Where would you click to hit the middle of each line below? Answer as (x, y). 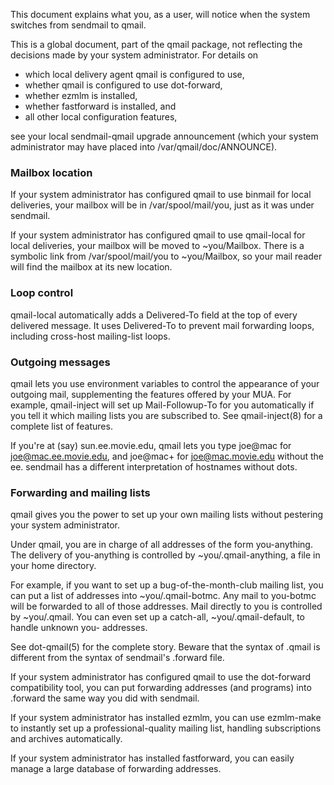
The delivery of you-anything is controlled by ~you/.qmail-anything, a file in (165, 555)
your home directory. (53, 566)
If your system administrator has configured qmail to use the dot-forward (161, 677)
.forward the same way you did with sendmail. (105, 698)
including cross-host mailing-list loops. (90, 336)
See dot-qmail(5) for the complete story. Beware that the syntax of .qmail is (165, 647)
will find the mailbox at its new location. (91, 267)
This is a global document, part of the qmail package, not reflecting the (156, 44)
